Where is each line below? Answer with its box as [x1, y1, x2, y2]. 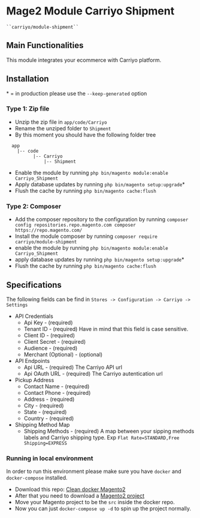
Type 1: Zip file [6, 105, 50, 113]
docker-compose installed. [6, 474, 68, 481]
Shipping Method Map [14, 421, 70, 428]
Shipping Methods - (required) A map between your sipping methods [23, 427, 195, 434]
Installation [6, 74, 49, 84]
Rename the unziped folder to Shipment [14, 124, 111, 132]
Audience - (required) [23, 344, 78, 352]
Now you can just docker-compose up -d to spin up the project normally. [14, 505, 192, 512]
